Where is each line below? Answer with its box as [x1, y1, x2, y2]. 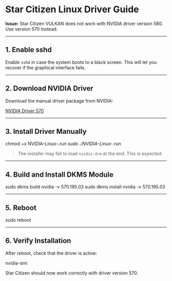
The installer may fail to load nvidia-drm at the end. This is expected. [17, 151, 163, 157]
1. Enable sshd [5, 45, 52, 54]
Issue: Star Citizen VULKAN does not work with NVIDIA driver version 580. [5, 20, 163, 27]
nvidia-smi [5, 260, 28, 266]
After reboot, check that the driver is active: [5, 250, 97, 256]
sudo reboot [5, 217, 31, 223]
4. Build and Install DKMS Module [5, 170, 114, 179]
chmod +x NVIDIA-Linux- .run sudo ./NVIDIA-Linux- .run [5, 140, 121, 147]
